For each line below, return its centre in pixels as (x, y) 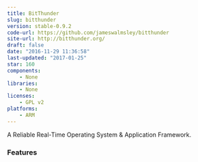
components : (24, 70)
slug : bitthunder (32, 20)
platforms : (23, 109)
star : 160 (21, 64)
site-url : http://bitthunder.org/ (56, 39)
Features (22, 152)
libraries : (23, 83)
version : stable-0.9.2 (39, 26)
